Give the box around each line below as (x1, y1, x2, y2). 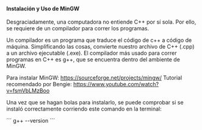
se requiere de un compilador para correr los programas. (6, 25, 150, 32)
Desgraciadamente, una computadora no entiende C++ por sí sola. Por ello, (6, 18, 197, 26)
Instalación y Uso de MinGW (6, 5, 80, 12)
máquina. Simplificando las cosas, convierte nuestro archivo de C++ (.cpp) (6, 43, 195, 50)
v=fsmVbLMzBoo (6, 87, 50, 94)
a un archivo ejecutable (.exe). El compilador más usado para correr (6, 49, 177, 57)
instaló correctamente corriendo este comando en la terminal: (6, 105, 162, 112)
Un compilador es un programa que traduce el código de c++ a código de (6, 36, 192, 44)
